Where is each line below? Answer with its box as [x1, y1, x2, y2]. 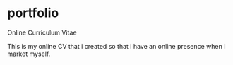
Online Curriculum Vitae [7, 28, 77, 37]
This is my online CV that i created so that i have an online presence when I [7, 42, 226, 50]
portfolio [7, 5, 59, 21]
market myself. [7, 49, 51, 58]
